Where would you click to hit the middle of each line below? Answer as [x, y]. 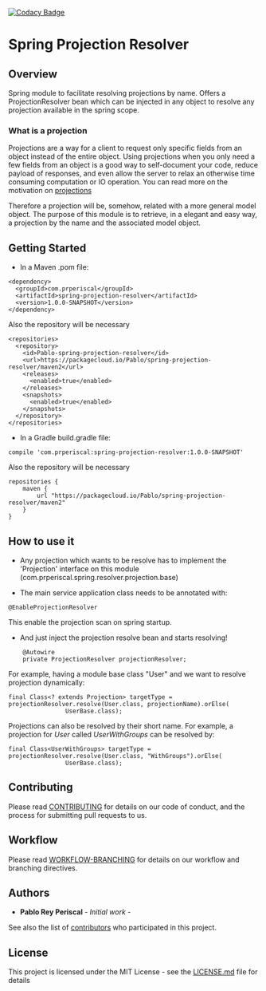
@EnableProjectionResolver [53, 607]
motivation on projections [50, 191]
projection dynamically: [47, 682]
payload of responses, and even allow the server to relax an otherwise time [131, 174]
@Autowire [39, 652]
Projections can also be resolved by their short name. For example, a [121, 725]
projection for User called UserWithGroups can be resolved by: [111, 734]
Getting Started [47, 248]
